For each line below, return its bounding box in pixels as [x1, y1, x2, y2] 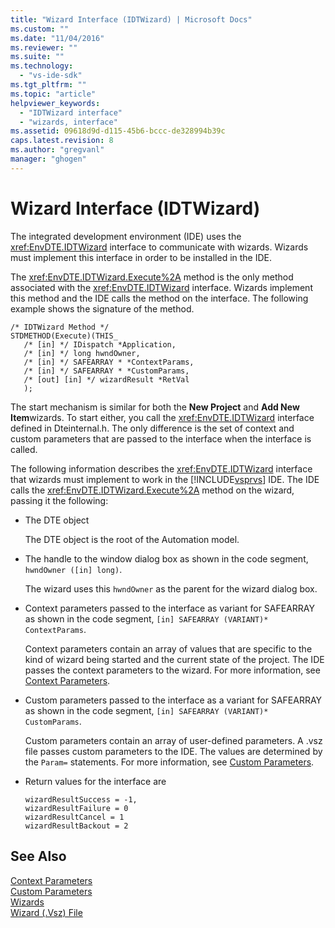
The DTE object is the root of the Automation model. [24, 533, 240, 545]
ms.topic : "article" [10, 89, 97, 99]
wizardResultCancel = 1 [24, 812, 125, 822]
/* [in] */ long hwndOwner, [23, 348, 141, 358]
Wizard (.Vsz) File [10, 906, 83, 918]
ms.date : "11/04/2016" [10, 33, 105, 43]
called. [10, 443, 38, 455]
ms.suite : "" [10, 52, 65, 62]
